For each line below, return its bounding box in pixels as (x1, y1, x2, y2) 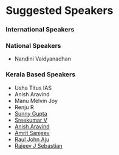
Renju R (14, 104, 34, 111)
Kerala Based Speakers (5, 70, 76, 79)
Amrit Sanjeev (14, 129, 50, 136)
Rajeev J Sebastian (14, 142, 63, 149)
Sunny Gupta (14, 110, 48, 117)
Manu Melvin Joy (14, 97, 58, 104)
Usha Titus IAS (14, 84, 52, 91)
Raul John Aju (14, 136, 50, 143)
